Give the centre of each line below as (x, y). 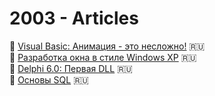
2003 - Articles (74, 18)
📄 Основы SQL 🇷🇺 (49, 79)
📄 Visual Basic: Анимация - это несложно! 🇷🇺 (107, 46)
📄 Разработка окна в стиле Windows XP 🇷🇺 (103, 57)
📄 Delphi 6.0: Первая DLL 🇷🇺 (71, 68)
